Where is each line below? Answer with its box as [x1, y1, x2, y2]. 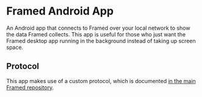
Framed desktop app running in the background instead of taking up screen [6, 37, 196, 44]
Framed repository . [6, 84, 54, 91]
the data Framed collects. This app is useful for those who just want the [6, 30, 186, 38]
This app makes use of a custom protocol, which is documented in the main [6, 77, 196, 84]
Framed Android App [6, 4, 114, 18]
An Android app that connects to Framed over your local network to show [6, 24, 190, 32]
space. [6, 44, 24, 51]
